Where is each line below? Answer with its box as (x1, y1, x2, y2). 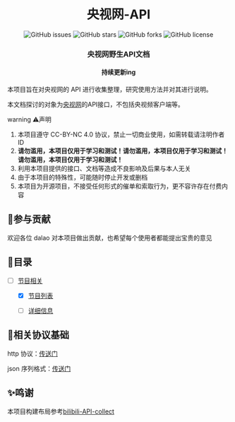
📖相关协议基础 (7, 329, 69, 341)
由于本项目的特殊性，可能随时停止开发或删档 (17, 173, 148, 182)
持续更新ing (101, 68, 136, 76)
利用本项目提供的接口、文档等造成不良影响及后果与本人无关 (17, 164, 191, 173)
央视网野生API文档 (87, 49, 150, 59)
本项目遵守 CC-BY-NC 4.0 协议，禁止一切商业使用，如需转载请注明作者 (17, 130, 225, 139)
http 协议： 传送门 (7, 349, 58, 358)
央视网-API (86, 6, 150, 23)
